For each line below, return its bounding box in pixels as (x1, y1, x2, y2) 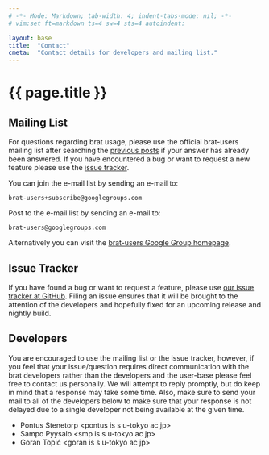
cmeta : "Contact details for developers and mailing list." (8, 49, 218, 57)
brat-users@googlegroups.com (8, 223, 106, 232)
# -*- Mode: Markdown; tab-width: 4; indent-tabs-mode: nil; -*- (8, 11, 232, 20)
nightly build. (8, 308, 52, 318)
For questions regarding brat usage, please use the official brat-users (8, 137, 239, 147)
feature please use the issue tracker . (8, 163, 130, 173)
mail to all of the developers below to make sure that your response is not (8, 396, 252, 406)
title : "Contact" (8, 41, 70, 49)
